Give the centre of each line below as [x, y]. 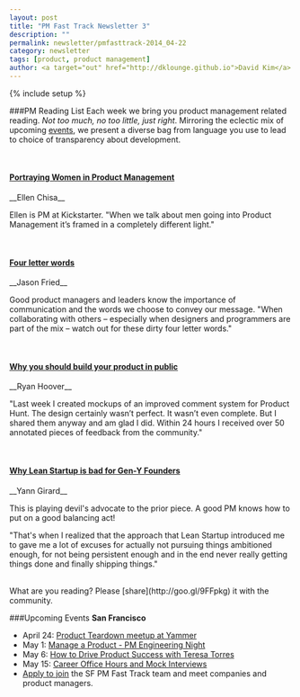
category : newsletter [50, 51]
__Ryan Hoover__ [40, 387]
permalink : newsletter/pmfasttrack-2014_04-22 [98, 43]
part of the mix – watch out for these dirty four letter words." [120, 328]
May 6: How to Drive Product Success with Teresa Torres [128, 654]
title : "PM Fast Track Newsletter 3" [80, 26]
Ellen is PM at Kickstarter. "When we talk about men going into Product [141, 215]
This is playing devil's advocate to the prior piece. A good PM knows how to [150, 508]
